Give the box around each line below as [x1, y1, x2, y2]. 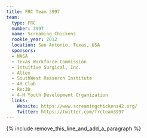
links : [11, 97, 28, 103]
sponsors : [11, 48, 36, 54]
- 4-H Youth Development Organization [11, 92, 109, 98]
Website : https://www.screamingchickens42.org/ [17, 103, 137, 109]
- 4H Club [11, 81, 36, 87]
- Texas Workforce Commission [11, 59, 87, 65]
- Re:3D [11, 87, 31, 93]
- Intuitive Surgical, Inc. [11, 64, 82, 70]
